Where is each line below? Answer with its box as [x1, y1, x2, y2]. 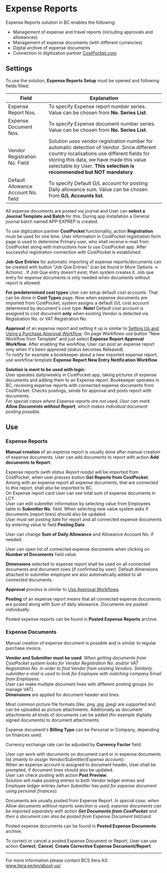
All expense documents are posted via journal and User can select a [5, 208, 145, 214]
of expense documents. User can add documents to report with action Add [5, 454, 159, 460]
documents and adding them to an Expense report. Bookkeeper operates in [5, 377, 160, 383]
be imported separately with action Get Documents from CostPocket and [5, 808, 157, 814]
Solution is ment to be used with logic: [5, 366, 86, 372]
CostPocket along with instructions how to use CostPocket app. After [5, 244, 147, 250]
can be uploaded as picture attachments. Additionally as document [5, 707, 143, 712]
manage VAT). [5, 686, 35, 692]
